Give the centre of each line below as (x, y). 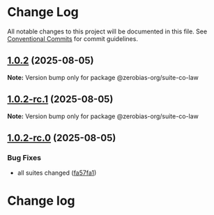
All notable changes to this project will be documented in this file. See (107, 31)
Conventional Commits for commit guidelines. (72, 38)
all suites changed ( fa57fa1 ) (57, 173)
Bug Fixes (24, 157)
